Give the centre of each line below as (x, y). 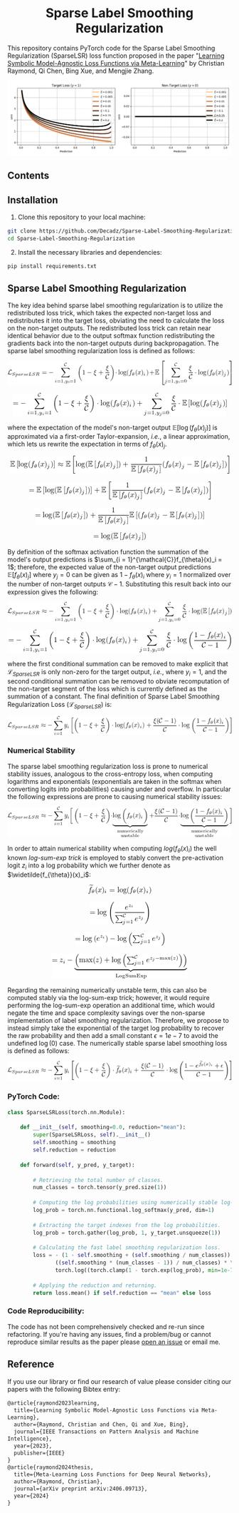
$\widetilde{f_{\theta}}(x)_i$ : (49, 875)
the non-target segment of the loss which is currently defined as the (107, 689)
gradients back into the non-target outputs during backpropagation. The (113, 343)
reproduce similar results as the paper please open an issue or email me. (114, 1342)
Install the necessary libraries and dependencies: (90, 252)
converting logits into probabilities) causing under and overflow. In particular (119, 789)
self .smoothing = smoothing (74, 1143)
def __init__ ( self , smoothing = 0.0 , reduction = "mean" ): (103, 1127)
